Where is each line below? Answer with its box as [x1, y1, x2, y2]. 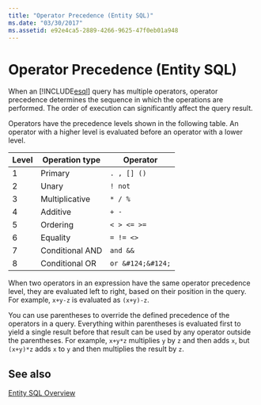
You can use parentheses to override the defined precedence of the [8, 311, 230, 320]
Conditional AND [40, 245, 103, 256]
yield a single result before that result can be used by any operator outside [8, 327, 252, 337]
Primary [40, 168, 70, 179]
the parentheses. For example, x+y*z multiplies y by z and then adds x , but [8, 336, 250, 346]
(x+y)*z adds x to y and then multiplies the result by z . [8, 344, 184, 353]
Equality [40, 232, 71, 243]
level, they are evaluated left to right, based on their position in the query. [8, 287, 247, 296]
